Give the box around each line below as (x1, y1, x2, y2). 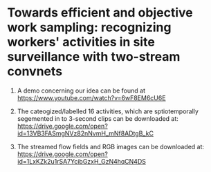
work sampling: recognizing (7, 19, 172, 35)
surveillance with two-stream (7, 49, 181, 65)
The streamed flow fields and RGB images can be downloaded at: (17, 142, 205, 151)
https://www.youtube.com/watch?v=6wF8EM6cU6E (17, 93, 166, 102)
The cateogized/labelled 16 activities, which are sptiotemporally (17, 107, 199, 115)
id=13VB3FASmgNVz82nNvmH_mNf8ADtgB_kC (17, 129, 154, 137)
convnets (7, 64, 63, 79)
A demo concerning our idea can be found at (17, 86, 145, 95)
